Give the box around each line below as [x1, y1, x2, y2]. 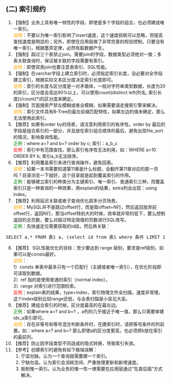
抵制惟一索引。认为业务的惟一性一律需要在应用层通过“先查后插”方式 [20, 366, 163, 372]
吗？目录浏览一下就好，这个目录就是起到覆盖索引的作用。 [13, 172, 133, 178]
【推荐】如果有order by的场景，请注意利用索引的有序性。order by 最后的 [13, 121, 165, 127]
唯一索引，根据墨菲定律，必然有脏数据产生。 [13, 45, 107, 51]
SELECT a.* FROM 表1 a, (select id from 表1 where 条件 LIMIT [6, 234, 160, 240]
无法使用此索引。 [13, 115, 49, 121]
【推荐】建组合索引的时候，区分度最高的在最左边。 [13, 302, 120, 308]
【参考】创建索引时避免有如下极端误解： [13, 346, 98, 352]
